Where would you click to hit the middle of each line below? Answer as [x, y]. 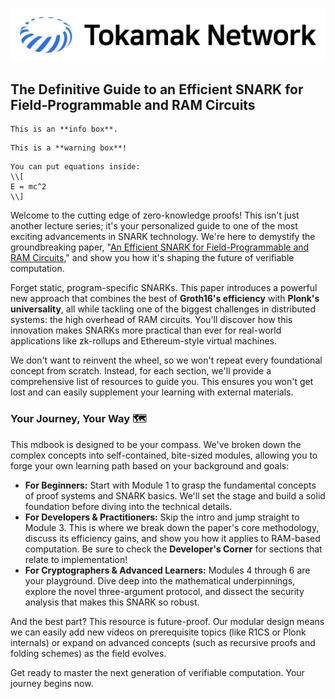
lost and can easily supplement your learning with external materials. [152, 392]
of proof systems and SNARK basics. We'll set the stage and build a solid [175, 495]
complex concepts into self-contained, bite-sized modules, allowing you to [164, 455]
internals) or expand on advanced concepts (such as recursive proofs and [163, 642]
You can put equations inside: [75, 167]
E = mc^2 [28, 187]
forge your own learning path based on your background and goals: [150, 465]
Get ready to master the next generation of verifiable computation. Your [157, 672]
